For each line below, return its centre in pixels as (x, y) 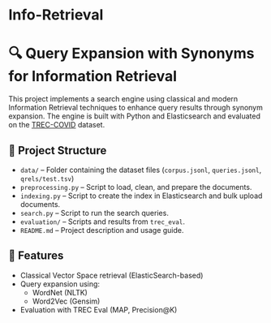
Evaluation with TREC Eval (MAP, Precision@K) (99, 309)
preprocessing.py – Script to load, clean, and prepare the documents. (136, 187)
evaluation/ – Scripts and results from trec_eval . (102, 222)
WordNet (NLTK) (60, 292)
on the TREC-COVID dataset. (57, 125)
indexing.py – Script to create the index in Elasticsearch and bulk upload (141, 196)
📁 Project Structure (58, 151)
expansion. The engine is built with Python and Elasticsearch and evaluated (135, 116)
